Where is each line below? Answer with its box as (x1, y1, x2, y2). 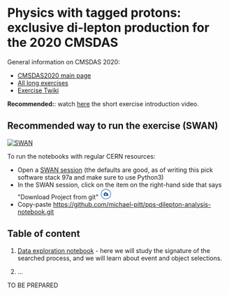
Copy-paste (17, 200, 52, 208)
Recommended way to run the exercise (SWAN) (7, 120, 219, 132)
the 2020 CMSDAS (7, 35, 119, 50)
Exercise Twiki (17, 86, 59, 94)
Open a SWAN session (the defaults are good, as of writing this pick (17, 166, 213, 174)
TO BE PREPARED (7, 281, 59, 289)
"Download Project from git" (17, 192, 99, 201)
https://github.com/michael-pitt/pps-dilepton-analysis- (52, 200, 212, 208)
